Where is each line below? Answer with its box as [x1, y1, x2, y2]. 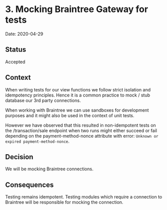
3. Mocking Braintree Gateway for [5, 4, 148, 15]
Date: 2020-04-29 [5, 31, 44, 37]
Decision [5, 152, 34, 161]
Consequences [5, 180, 54, 189]
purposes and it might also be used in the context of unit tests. [5, 112, 134, 119]
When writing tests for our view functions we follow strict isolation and [5, 86, 151, 92]
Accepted [5, 59, 26, 65]
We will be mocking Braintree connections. [5, 166, 94, 172]
